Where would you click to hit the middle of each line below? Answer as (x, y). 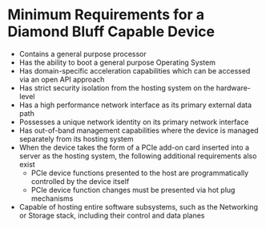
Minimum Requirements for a (106, 15)
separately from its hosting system (76, 138)
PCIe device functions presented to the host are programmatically (140, 173)
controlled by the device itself (80, 181)
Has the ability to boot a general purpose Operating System (117, 62)
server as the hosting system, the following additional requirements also (138, 156)
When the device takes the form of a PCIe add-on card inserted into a (134, 147)
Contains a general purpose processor (83, 54)
